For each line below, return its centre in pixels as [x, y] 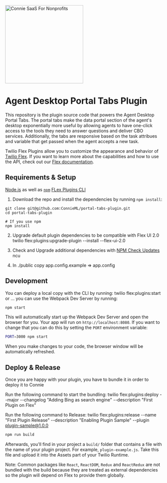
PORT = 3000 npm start [27, 337]
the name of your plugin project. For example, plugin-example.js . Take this [82, 449]
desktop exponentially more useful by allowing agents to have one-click [79, 125]
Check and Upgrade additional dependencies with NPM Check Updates [86, 250]
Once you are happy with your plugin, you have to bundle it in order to [77, 379]
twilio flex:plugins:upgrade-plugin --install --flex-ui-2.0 [69, 240]
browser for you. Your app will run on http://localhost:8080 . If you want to [83, 322]
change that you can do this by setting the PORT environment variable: [77, 328]
